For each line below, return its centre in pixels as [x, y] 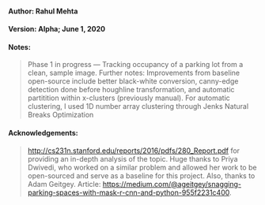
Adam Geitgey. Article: [64, 184]
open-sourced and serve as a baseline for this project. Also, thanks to [141, 175]
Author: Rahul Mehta [43, 11]
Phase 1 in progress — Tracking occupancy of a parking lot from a [135, 65]
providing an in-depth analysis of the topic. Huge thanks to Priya [133, 158]
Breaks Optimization [61, 115]
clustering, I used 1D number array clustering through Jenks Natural [138, 106]
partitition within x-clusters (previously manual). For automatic [129, 98]
